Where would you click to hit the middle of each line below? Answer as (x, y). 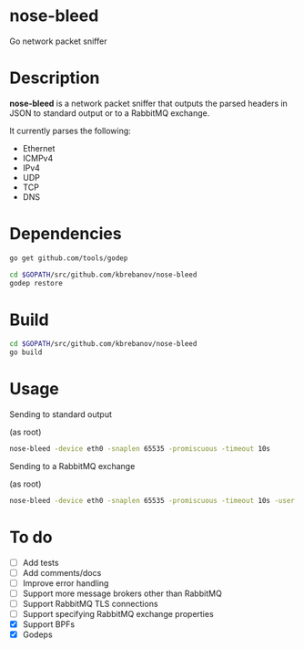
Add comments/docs (62, 572)
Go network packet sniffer (58, 41)
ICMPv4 (38, 158)
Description (55, 78)
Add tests (41, 562)
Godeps (37, 634)
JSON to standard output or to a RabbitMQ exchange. (110, 113)
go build (26, 352)
